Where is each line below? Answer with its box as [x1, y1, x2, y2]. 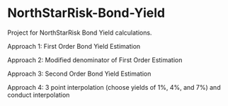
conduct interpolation [7, 90, 70, 99]
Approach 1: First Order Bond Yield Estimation [7, 42, 141, 50]
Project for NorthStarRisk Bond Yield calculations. [7, 28, 152, 37]
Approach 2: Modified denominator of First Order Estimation [7, 55, 183, 64]
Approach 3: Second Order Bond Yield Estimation [7, 69, 152, 78]
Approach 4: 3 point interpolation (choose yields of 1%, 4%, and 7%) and [7, 83, 221, 91]
